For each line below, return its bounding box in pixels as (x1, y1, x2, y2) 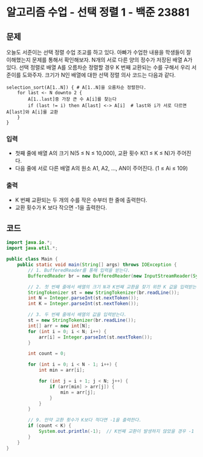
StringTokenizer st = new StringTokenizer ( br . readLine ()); (28, 290, 180, 296)
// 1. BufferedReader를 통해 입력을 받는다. (28, 267, 130, 273)
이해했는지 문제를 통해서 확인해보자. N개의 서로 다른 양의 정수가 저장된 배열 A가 (6, 56, 193, 63)
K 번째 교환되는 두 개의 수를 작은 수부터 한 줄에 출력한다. (14, 196, 147, 203)
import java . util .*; (6, 245, 59, 251)
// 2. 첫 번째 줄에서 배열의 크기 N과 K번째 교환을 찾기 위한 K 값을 (28, 284, 178, 290)
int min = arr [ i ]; (38, 367, 85, 374)
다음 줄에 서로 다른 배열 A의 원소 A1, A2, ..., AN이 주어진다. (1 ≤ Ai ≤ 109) (14, 164, 188, 172)
